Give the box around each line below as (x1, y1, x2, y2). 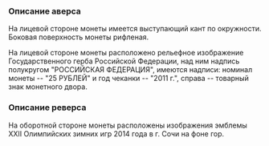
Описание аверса (8, 6, 82, 17)
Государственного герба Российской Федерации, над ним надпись (8, 56, 240, 66)
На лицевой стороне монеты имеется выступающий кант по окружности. (8, 24, 263, 34)
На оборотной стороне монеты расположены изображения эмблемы (8, 120, 247, 130)
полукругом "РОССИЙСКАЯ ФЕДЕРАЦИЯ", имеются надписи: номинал (8, 65, 253, 75)
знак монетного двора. (8, 82, 88, 91)
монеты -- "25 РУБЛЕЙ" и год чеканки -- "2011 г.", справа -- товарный (8, 74, 249, 83)
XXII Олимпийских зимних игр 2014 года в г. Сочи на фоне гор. (8, 128, 225, 138)
